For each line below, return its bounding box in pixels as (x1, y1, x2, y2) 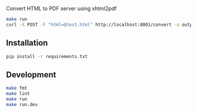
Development (6, 70, 57, 80)
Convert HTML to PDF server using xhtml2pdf (6, 5, 117, 12)
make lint (6, 91, 30, 97)
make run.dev (6, 101, 38, 107)
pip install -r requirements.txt (6, 53, 88, 59)
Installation (6, 38, 48, 48)
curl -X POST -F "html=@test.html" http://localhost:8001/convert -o (6, 22, 180, 28)
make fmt (6, 85, 28, 91)
